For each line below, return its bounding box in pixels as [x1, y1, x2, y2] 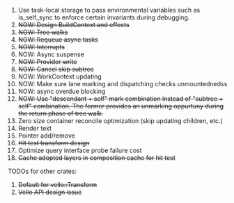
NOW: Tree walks [17, 28, 68, 36]
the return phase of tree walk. [17, 109, 104, 117]
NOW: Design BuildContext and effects [17, 21, 130, 29]
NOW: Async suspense [17, 50, 84, 58]
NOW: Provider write [17, 58, 77, 65]
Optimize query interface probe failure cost [17, 146, 142, 154]
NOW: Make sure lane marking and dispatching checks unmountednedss [17, 80, 228, 88]
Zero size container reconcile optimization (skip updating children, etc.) [17, 117, 224, 124]
